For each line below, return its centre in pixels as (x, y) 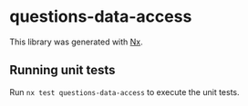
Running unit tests (62, 70)
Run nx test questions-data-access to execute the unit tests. (124, 92)
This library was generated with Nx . (76, 42)
